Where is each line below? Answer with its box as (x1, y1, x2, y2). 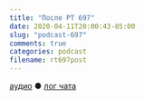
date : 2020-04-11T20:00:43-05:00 (9, 22, 136, 31)
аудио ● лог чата (9, 81, 77, 91)
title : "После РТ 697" (9, 13, 95, 23)
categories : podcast (9, 47, 88, 56)
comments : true (9, 38, 67, 48)
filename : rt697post (9, 55, 88, 65)
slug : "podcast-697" (9, 30, 88, 39)
